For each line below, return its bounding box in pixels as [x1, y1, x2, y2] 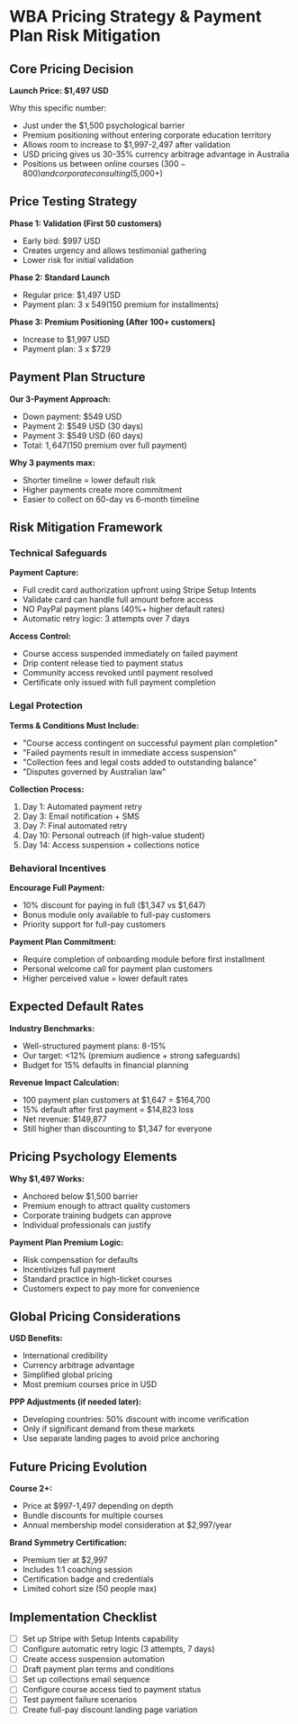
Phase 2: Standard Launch [9, 272, 111, 283]
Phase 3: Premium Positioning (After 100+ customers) [9, 316, 216, 327]
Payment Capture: [9, 567, 79, 578]
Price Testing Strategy [9, 194, 138, 209]
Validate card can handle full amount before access [22, 594, 214, 605]
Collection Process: [9, 784, 85, 794]
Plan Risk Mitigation [9, 25, 161, 46]
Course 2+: [9, 1484, 52, 1494]
